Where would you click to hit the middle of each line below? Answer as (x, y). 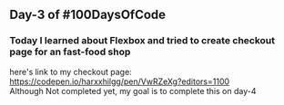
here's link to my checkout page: (71, 72)
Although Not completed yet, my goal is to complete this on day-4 (133, 91)
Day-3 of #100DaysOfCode (88, 15)
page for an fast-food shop (70, 52)
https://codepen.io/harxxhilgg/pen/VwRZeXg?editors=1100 (120, 81)
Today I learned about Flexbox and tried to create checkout (142, 41)
